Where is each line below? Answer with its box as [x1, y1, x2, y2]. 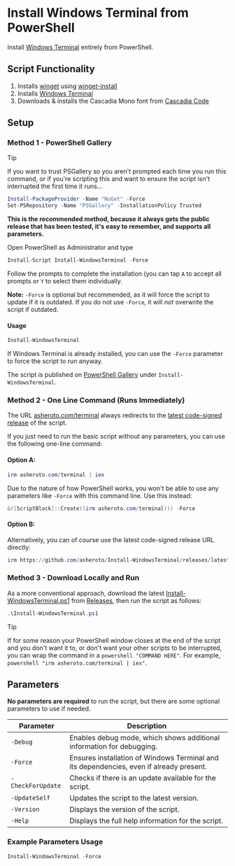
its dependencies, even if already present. [69, 762, 208, 772]
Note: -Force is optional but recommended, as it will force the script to [7, 290, 210, 299]
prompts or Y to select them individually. [7, 277, 122, 285]
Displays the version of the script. [69, 804, 180, 814]
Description [127, 721, 167, 731]
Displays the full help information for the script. [69, 816, 224, 826]
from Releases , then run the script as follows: [71, 596, 202, 604]
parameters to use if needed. [7, 704, 91, 713]
